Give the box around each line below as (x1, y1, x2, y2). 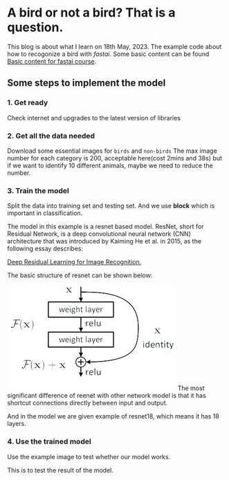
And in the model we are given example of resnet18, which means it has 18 (7, 412, 219, 421)
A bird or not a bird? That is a (7, 5, 176, 21)
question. (7, 19, 64, 35)
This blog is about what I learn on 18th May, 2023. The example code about (7, 42, 222, 50)
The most (177, 384, 205, 392)
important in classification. (7, 209, 83, 217)
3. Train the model (7, 185, 69, 195)
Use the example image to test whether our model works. (7, 452, 171, 461)
